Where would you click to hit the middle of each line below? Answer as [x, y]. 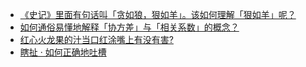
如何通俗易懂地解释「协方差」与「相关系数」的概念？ [129, 27]
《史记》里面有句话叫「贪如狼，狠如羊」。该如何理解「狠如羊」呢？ [158, 14]
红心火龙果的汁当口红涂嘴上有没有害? [96, 39]
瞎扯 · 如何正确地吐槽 [63, 52]
